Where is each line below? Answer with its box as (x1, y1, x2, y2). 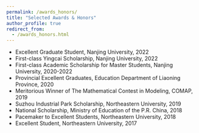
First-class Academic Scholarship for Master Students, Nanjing (15, 62, 173, 69)
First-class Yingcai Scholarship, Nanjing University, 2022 (15, 55, 158, 62)
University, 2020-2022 (15, 68, 72, 75)
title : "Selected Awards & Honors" (6, 15, 97, 21)
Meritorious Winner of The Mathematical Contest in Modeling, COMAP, (15, 87, 194, 95)
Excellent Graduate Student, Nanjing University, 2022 (15, 48, 149, 56)
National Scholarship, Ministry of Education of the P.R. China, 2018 (15, 107, 183, 114)
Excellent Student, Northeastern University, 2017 (15, 120, 137, 127)
